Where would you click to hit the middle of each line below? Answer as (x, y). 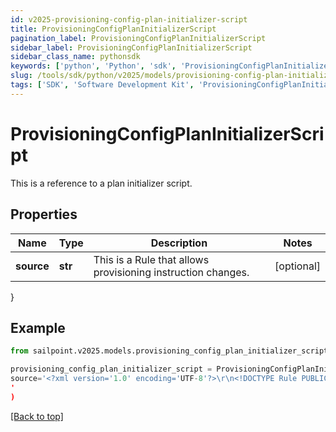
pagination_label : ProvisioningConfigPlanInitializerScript (138, 38)
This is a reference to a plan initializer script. (101, 183)
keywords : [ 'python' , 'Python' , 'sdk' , (93, 66)
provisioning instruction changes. (171, 272)
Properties (44, 214)
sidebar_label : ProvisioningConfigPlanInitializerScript (131, 47)
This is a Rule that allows (151, 259)
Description (179, 243)
